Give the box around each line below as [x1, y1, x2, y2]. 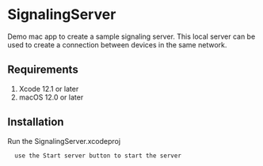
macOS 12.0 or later [18, 92, 84, 102]
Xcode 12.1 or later [18, 84, 79, 93]
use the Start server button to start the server [14, 152, 181, 160]
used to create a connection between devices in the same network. [7, 40, 227, 49]
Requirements [7, 63, 78, 77]
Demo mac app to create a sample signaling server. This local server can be [7, 32, 256, 41]
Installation [7, 115, 64, 129]
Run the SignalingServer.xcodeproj [7, 136, 120, 145]
